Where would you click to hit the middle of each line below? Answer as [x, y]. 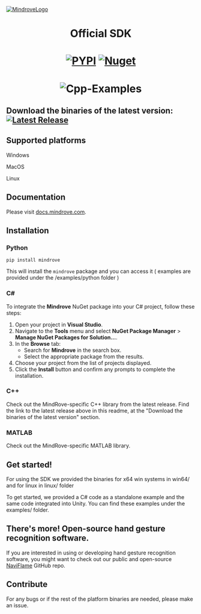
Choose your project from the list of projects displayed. [83, 363]
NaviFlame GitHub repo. [36, 565]
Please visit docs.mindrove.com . [46, 212]
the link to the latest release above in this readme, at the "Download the [94, 410]
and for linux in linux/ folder [40, 485]
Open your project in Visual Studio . [59, 324]
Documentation [36, 198]
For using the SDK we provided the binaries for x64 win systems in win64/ [98, 479]
